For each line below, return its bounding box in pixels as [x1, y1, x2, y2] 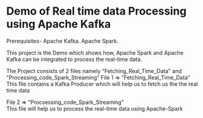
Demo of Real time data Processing [6, 4, 187, 18]
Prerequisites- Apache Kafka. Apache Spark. [6, 37, 119, 44]
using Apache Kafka [6, 17, 111, 31]
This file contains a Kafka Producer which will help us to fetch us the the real [6, 80, 198, 88]
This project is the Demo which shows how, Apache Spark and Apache [6, 49, 184, 56]
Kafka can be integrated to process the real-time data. [6, 55, 142, 63]
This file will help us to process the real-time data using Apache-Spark [6, 105, 184, 112]
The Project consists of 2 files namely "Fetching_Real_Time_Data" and [6, 67, 182, 74]
